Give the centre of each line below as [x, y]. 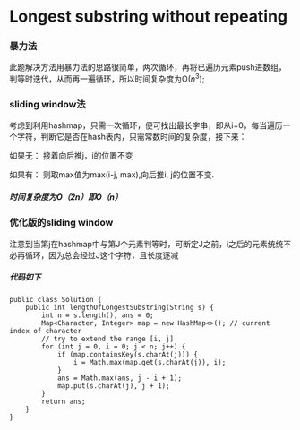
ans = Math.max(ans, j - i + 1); [119, 378]
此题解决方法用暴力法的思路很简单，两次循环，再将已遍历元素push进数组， [148, 67]
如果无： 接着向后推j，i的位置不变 [71, 156]
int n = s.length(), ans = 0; [98, 315]
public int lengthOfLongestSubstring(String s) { [120, 307]
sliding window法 [48, 105]
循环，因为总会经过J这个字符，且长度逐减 [102, 255]
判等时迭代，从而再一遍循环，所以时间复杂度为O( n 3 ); [107, 78]
